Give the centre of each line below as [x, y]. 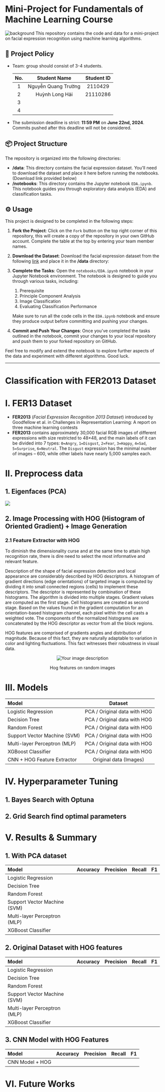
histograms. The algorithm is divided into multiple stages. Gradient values [79, 597]
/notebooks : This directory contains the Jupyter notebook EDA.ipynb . [82, 183]
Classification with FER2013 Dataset [81, 381]
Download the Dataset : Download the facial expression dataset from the [86, 256]
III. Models [27, 688]
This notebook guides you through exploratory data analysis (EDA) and [84, 189]
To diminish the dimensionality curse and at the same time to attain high [78, 551]
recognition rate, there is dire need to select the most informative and [75, 556]
